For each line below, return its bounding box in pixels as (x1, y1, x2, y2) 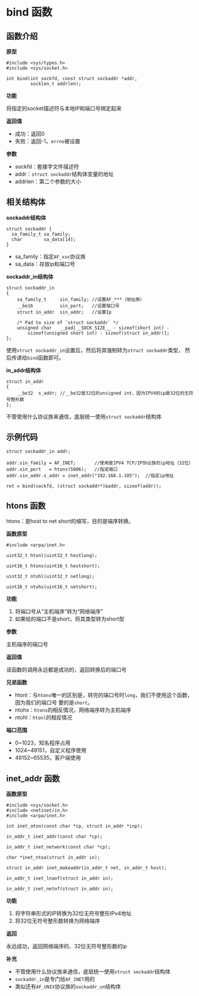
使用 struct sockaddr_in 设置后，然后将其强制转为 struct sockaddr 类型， (6, 346, 184, 353)
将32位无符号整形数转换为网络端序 (14, 917, 100, 924)
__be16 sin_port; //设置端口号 (17, 303, 120, 309)
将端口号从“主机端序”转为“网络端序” (14, 608, 103, 615)
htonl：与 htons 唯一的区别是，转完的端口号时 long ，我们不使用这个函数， (14, 691, 193, 699)
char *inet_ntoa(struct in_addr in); (6, 854, 100, 860)
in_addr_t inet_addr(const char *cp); (6, 834, 103, 840)
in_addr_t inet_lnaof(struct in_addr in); (6, 875, 114, 881)
